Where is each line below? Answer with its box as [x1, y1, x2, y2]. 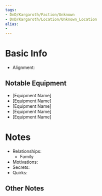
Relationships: [12, 148, 41, 154]
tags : [5, 7, 16, 13]
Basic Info [5, 48, 47, 59]
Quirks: [12, 169, 27, 175]
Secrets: [12, 164, 30, 170]
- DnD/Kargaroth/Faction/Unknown [5, 12, 75, 17]
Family [19, 153, 34, 159]
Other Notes [5, 184, 44, 193]
